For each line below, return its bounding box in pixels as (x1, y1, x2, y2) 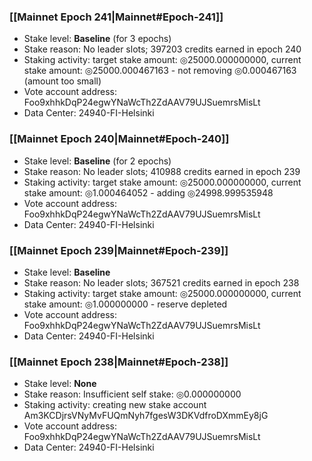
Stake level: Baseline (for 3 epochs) (23, 33, 172, 45)
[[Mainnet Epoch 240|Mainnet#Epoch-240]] (9, 132, 230, 146)
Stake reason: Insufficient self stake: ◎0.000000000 (23, 388, 242, 400)
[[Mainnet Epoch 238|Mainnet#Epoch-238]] (9, 355, 229, 369)
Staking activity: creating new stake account (23, 399, 207, 411)
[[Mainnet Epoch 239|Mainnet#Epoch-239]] (9, 243, 229, 257)
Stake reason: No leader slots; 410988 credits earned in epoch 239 (23, 165, 301, 177)
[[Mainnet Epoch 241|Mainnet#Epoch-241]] (9, 10, 224, 24)
